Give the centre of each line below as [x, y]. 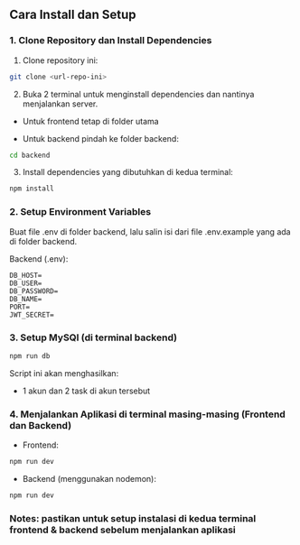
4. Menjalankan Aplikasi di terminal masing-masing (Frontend [148, 414]
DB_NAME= [26, 299]
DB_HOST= [26, 275]
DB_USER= [26, 283]
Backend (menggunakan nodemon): [89, 478]
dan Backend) [41, 425]
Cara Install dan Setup [73, 15]
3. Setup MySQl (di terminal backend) [94, 337]
